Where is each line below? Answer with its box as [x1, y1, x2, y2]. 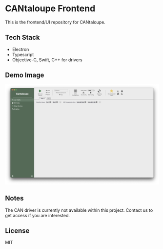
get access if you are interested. [5, 212, 70, 218]
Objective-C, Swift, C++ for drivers [12, 57, 82, 63]
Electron [12, 46, 29, 52]
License [5, 226, 30, 235]
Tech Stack [5, 33, 40, 42]
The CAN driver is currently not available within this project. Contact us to [5, 207, 153, 213]
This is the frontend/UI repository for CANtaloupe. [5, 19, 106, 25]
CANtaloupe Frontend [5, 3, 96, 14]
